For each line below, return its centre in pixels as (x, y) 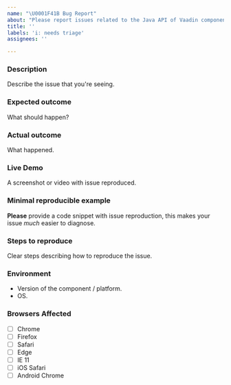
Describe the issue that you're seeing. (61, 84)
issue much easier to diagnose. (52, 223)
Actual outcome (34, 135)
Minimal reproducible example (59, 200)
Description (27, 70)
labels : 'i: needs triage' (46, 33)
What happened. (31, 150)
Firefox (27, 336)
